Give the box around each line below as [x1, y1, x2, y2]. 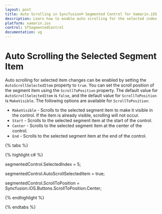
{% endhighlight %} [5, 195, 45, 200]
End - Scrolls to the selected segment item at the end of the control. [12, 133, 147, 139]
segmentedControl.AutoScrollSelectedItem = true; [5, 171, 105, 177]
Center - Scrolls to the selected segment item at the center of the [12, 123, 142, 128]
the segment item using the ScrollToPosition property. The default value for [5, 87, 158, 93]
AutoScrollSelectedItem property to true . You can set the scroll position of [5, 82, 154, 88]
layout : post [5, 7, 32, 12]
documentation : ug [5, 30, 42, 35]
